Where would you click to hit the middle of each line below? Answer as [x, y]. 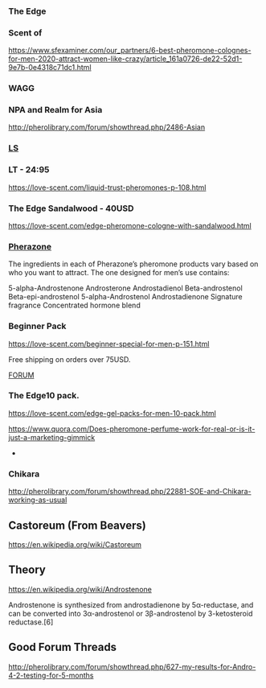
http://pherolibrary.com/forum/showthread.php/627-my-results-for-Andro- [132, 666]
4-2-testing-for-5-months [51, 675]
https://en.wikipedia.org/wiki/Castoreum [75, 544]
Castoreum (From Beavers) [77, 525]
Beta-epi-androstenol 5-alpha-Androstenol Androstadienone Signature [125, 297]
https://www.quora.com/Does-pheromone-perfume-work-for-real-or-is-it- [132, 429]
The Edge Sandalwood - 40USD [71, 208]
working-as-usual [38, 500]
